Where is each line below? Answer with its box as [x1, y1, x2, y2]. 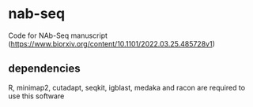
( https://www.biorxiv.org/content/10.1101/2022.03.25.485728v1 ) [8, 39, 215, 48]
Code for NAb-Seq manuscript [8, 31, 108, 40]
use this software [8, 91, 65, 101]
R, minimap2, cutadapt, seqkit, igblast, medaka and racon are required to [8, 83, 246, 92]
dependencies [8, 62, 81, 76]
